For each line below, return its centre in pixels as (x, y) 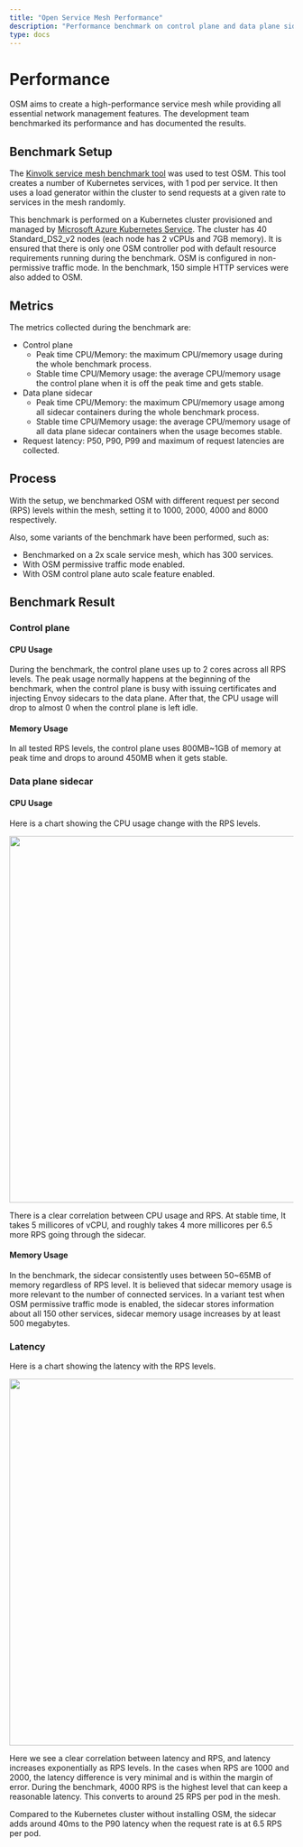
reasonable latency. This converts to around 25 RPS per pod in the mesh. (145, 1796)
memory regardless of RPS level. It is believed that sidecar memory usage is (151, 1285)
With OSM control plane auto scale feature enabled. (118, 573)
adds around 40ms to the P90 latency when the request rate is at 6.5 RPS (146, 1824)
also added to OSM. (46, 277)
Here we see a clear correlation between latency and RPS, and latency (140, 1759)
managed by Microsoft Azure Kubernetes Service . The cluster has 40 (138, 229)
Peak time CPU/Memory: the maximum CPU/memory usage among (160, 402)
